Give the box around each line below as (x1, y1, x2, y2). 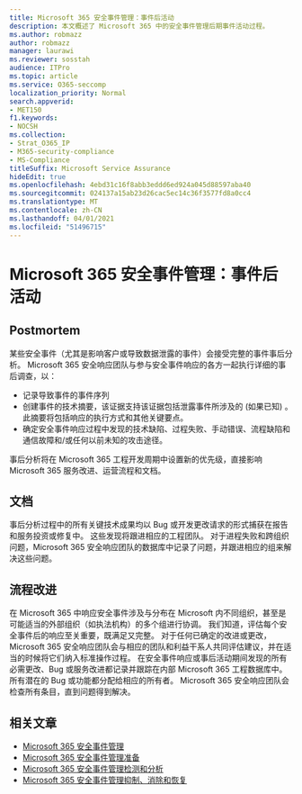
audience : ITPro (9, 64, 70, 73)
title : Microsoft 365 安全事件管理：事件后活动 (9, 13, 175, 23)
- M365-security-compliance (9, 147, 115, 156)
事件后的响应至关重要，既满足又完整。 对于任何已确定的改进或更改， (16, 630, 271, 641)
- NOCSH (9, 122, 39, 131)
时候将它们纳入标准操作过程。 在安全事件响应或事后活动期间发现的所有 (24, 653, 288, 663)
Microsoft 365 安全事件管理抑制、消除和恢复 (22, 774, 187, 785)
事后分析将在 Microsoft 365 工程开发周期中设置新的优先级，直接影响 (9, 454, 262, 465)
